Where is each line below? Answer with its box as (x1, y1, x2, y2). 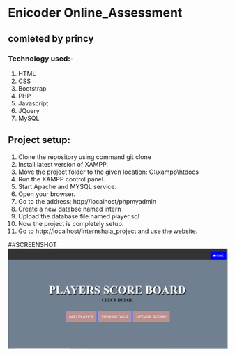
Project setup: (8, 134, 71, 146)
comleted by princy (8, 33, 94, 45)
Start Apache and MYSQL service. (17, 182, 117, 191)
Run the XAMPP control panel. (17, 175, 105, 183)
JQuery (17, 106, 40, 114)
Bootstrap (17, 84, 47, 92)
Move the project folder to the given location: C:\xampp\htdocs (17, 168, 199, 176)
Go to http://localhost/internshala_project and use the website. (17, 227, 198, 235)
